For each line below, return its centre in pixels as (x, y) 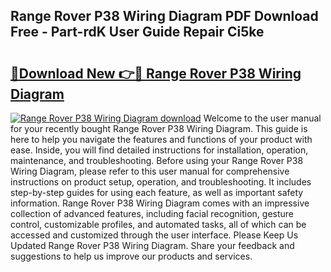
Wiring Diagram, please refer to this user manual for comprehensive (150, 171)
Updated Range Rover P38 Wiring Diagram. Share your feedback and (152, 245)
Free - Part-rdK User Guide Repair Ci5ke (137, 32)
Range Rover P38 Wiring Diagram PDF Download (164, 16)
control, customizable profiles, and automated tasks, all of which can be (158, 224)
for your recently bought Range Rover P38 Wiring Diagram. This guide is (159, 128)
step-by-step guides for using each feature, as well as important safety (157, 192)
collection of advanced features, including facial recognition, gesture (152, 213)
